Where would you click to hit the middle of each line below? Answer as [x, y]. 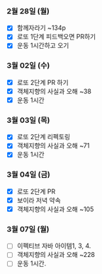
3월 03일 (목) [28, 120]
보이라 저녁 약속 [39, 200]
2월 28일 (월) [28, 11]
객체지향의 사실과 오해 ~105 [55, 209]
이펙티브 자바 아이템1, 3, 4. [54, 246]
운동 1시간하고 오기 [43, 46]
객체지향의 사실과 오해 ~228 [56, 255]
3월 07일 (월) [28, 229]
